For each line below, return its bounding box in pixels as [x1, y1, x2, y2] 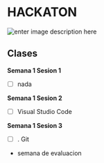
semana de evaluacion [17, 148, 82, 157]
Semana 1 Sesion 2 [7, 94, 62, 102]
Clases [7, 48, 38, 59]
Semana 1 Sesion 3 [7, 121, 62, 129]
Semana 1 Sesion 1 [7, 66, 61, 74]
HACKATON [7, 4, 78, 20]
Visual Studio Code [17, 107, 73, 115]
